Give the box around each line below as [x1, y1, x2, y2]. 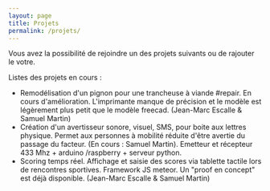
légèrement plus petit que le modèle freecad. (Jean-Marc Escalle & [19, 105, 243, 115]
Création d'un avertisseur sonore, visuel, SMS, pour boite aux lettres [19, 122, 247, 132]
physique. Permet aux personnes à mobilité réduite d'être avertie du [19, 131, 246, 140]
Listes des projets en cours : [8, 73, 102, 83]
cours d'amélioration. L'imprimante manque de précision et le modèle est [19, 97, 262, 107]
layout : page [8, 11, 52, 20]
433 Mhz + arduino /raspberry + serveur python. [19, 148, 182, 157]
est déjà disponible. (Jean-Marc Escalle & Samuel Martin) [19, 173, 211, 183]
